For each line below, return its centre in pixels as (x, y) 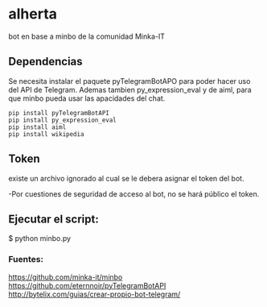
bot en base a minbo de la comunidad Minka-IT (87, 36)
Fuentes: (26, 259)
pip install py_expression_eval (62, 120)
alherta (33, 14)
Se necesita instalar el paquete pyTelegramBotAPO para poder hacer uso (129, 81)
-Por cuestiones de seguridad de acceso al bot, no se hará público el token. (134, 193)
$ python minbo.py (39, 239)
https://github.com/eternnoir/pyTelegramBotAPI (87, 285)
